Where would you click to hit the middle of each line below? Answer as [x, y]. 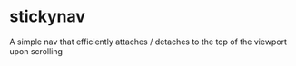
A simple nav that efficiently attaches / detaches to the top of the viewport [148, 42]
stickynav [48, 17]
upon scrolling [36, 51]
